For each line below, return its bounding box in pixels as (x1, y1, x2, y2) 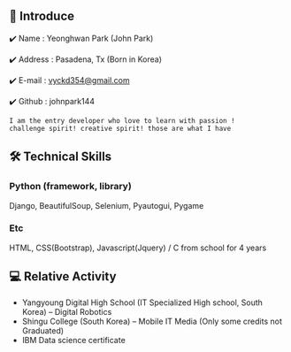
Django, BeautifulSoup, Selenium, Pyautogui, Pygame (9, 200, 204, 210)
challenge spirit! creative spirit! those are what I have (9, 124, 232, 133)
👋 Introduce (9, 9, 75, 24)
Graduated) (21, 325, 65, 336)
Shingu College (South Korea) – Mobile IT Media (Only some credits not (21, 316, 283, 326)
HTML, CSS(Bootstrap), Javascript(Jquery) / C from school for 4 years (9, 242, 267, 253)
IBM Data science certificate (21, 334, 126, 345)
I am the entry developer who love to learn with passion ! (9, 116, 236, 125)
